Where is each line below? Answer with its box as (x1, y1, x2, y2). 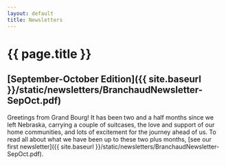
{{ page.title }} (7, 46, 92, 62)
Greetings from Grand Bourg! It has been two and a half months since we (7, 113, 214, 121)
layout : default (7, 10, 54, 17)
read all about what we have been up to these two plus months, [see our (7, 135, 212, 143)
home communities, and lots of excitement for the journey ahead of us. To (7, 128, 216, 136)
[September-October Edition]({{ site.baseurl (7, 74, 201, 85)
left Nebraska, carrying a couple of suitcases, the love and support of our (7, 120, 215, 129)
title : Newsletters (7, 16, 63, 23)
